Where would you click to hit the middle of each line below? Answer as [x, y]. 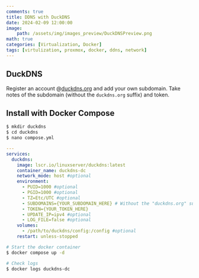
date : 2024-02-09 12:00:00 [39, 22]
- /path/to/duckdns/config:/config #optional [79, 231]
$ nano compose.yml [30, 138]
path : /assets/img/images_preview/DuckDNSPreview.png [84, 34]
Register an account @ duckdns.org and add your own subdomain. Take [93, 88]
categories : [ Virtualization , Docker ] [54, 45]
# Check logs [22, 263]
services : [18, 154]
